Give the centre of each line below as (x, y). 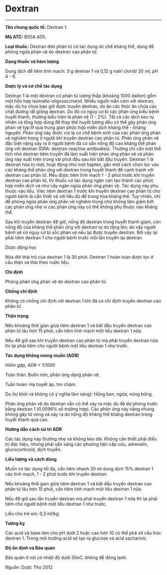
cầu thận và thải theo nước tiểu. (38, 262)
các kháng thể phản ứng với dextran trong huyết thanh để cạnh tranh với (79, 169)
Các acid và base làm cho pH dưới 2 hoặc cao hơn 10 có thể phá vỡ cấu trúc (83, 533)
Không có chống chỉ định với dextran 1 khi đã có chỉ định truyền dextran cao (83, 301)
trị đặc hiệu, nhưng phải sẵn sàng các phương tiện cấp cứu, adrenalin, (77, 444)
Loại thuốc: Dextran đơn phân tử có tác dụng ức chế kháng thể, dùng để (80, 46)
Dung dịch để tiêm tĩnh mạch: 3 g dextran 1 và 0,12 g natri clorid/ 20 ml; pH (82, 71)
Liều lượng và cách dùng (31, 459)
